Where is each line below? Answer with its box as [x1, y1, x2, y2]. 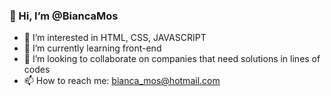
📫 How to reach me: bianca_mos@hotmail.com [23, 75, 221, 87]
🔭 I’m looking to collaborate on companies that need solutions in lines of [23, 53, 321, 65]
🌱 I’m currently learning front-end [23, 42, 162, 54]
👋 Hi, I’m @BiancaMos [9, 9, 119, 23]
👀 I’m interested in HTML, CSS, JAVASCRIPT [23, 32, 207, 44]
